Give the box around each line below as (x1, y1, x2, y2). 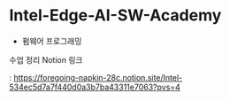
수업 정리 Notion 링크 (9, 54, 83, 65)
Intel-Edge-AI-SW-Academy (9, 5, 222, 26)
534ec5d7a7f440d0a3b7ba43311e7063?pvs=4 (9, 82, 181, 92)
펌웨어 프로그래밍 (21, 35, 82, 46)
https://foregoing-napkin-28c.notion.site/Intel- (12, 72, 183, 82)
